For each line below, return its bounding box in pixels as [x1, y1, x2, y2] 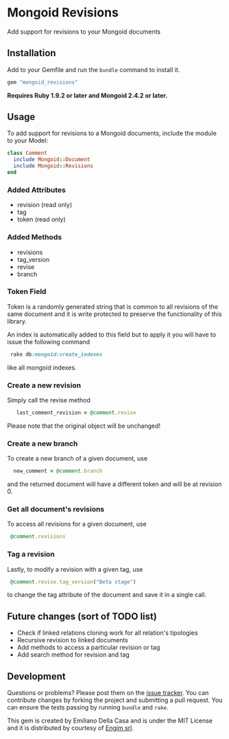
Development [7, 670, 67, 682]
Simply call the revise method [7, 396, 91, 404]
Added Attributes [7, 185, 67, 195]
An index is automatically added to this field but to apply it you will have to [7, 330, 217, 339]
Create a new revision [7, 380, 81, 390]
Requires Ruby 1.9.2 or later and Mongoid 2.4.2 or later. [7, 91, 168, 99]
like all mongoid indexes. [7, 363, 77, 372]
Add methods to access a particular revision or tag [16, 643, 160, 652]
